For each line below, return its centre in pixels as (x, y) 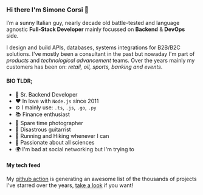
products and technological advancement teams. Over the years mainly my (101, 61)
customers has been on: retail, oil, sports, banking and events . (84, 67)
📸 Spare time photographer (49, 123)
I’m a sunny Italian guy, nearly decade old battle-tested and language (93, 23)
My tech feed (23, 165)
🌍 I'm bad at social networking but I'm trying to (75, 149)
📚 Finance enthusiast (42, 114)
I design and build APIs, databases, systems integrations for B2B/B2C (93, 47)
